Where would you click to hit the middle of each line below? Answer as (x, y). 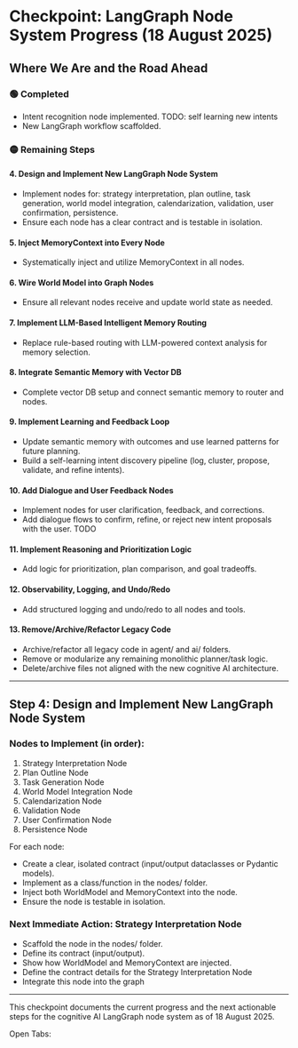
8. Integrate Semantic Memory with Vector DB (95, 372)
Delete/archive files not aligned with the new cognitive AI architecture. (150, 668)
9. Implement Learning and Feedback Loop (90, 422)
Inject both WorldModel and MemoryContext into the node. (129, 892)
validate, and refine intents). (73, 470)
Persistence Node (55, 829)
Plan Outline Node (55, 772)
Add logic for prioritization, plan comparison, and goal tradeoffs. (139, 569)
